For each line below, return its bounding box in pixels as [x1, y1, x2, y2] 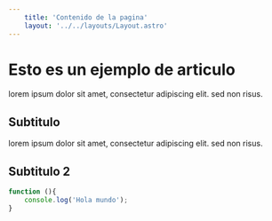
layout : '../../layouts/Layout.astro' [24, 21, 168, 30]
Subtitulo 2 [8, 163, 70, 178]
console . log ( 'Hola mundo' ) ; [24, 195, 128, 204]
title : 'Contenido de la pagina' [24, 12, 148, 22]
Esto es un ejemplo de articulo [8, 59, 236, 80]
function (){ [8, 187, 57, 196]
